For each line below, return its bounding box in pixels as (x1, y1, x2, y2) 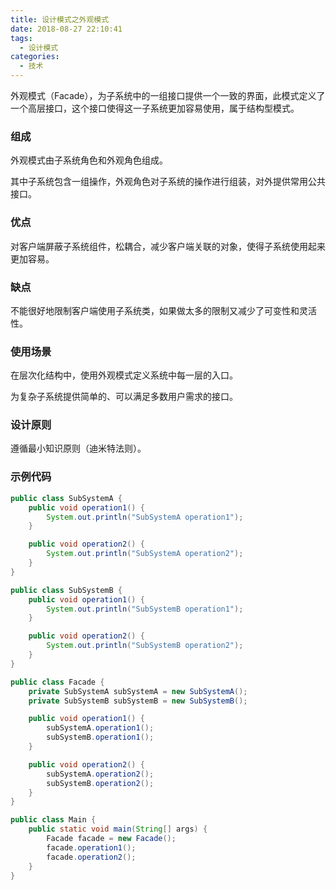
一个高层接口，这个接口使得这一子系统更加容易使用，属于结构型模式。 (10, 102, 300, 114)
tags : (10, 33, 33, 43)
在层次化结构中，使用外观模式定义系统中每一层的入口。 (10, 369, 238, 381)
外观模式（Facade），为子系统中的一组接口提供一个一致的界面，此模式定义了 (10, 90, 326, 101)
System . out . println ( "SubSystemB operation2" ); (46, 641, 244, 651)
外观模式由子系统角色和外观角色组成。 (10, 154, 168, 166)
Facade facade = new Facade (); (46, 834, 177, 844)
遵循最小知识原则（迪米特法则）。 (10, 442, 147, 455)
